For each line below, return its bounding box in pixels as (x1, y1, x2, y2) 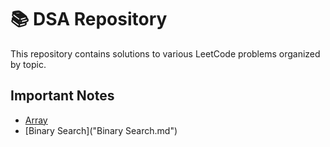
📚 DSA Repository (10, 8, 168, 31)
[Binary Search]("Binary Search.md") (24, 124, 178, 136)
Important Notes (10, 87, 115, 105)
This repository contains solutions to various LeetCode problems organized (10, 47, 321, 60)
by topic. (10, 58, 47, 70)
